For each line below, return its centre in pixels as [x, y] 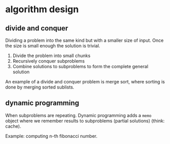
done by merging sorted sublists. [40, 87]
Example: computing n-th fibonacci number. [51, 136]
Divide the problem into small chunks [51, 55]
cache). [13, 126]
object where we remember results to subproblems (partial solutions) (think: [85, 121]
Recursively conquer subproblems [49, 61]
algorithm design [42, 9]
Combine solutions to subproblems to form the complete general [80, 66]
